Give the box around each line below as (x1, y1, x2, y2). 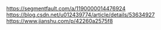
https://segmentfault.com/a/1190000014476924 (6, 5, 126, 12)
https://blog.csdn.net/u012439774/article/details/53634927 (6, 11, 156, 18)
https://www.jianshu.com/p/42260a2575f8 (6, 18, 113, 24)
